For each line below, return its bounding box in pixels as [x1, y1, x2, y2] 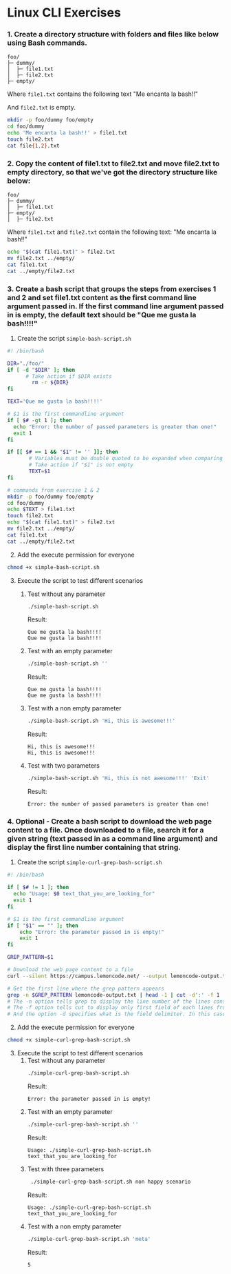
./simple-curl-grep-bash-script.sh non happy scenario [30, 1178, 191, 1185]
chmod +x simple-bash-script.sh [7, 564, 100, 570]
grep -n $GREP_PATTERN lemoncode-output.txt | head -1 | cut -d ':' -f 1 [7, 991, 220, 998]
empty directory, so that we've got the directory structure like [7, 167, 218, 177]
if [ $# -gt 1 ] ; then [7, 417, 72, 424]
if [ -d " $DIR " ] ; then [7, 366, 76, 373]
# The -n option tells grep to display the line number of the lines [7, 998, 211, 1005]
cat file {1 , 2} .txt [7, 142, 60, 149]
